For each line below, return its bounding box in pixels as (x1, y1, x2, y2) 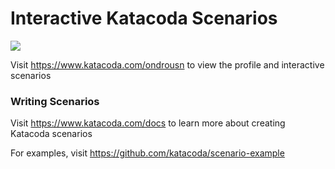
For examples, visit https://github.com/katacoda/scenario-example (10, 147, 285, 159)
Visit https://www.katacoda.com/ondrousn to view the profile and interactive (10, 58, 325, 71)
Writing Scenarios (10, 94, 100, 108)
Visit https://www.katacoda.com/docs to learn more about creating (10, 117, 286, 129)
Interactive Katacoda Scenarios (10, 7, 278, 30)
